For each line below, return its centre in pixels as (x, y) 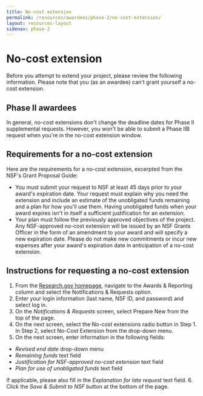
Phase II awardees (42, 108)
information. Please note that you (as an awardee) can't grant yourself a (96, 82)
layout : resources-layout (39, 23)
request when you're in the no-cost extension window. (74, 135)
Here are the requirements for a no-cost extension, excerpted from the (95, 169)
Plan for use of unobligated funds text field (69, 368)
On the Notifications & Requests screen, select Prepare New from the (102, 311)
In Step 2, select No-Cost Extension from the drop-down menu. (94, 330)
